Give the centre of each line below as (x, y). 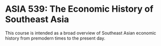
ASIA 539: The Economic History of (79, 9)
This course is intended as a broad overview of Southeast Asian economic (81, 33)
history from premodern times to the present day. (55, 38)
